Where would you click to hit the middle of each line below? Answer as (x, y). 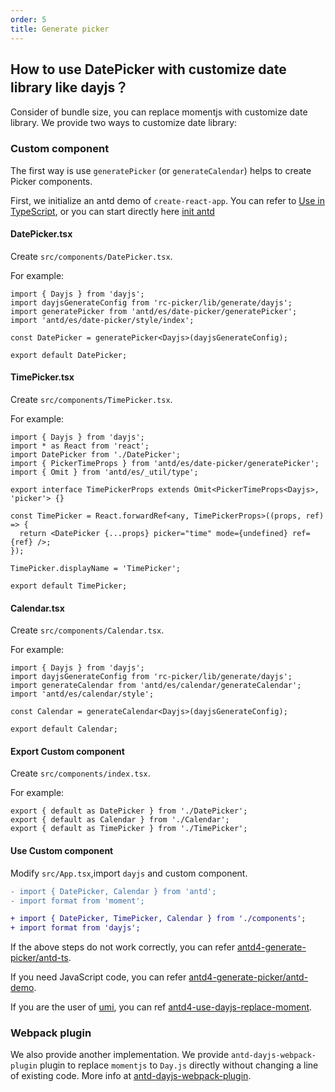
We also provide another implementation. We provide (120, 1055)
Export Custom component (67, 751)
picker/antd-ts (39, 958)
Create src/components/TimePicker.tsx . (91, 400)
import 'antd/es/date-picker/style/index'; (102, 320)
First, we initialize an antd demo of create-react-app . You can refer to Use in (167, 200)
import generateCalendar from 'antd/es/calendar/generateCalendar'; (156, 686)
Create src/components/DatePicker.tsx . (91, 256)
